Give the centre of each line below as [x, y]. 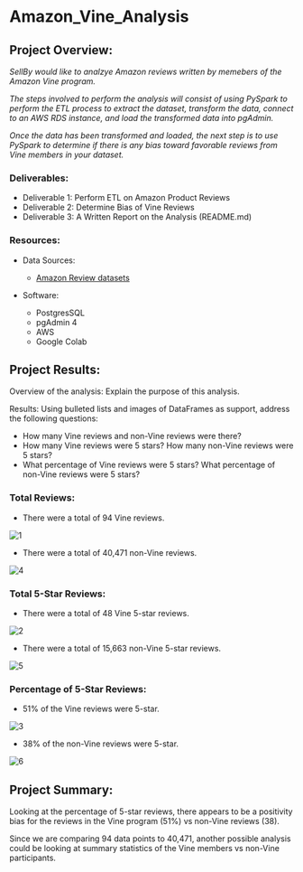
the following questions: [54, 418]
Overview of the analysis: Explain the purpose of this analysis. [125, 391]
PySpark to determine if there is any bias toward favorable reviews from [143, 145]
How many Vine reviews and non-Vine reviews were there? [132, 436]
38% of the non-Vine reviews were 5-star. [100, 744]
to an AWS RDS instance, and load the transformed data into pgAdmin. [142, 118]
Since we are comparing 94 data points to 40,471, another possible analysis [150, 839]
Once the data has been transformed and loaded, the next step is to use [144, 136]
